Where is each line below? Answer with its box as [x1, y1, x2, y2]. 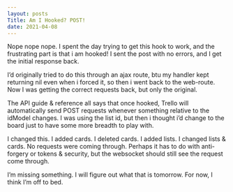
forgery [7, 149, 29, 158]
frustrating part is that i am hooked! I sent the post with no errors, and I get [7, 50, 222, 58]
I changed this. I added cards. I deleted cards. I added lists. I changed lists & [7, 135, 227, 143]
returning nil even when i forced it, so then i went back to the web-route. [7, 78, 216, 87]
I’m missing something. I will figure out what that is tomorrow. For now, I [7, 170, 213, 179]
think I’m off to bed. [7, 178, 63, 186]
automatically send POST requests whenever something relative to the [7, 106, 210, 115]
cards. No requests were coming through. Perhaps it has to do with [7, 142, 200, 151]
